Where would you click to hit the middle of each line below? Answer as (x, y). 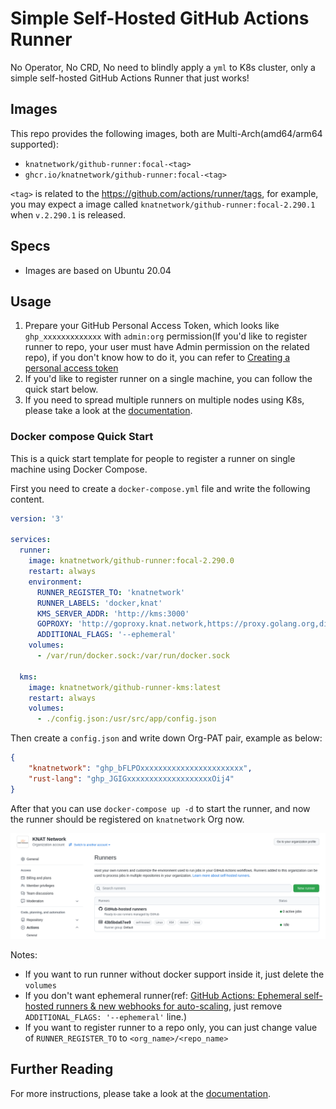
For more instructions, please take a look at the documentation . (140, 1093)
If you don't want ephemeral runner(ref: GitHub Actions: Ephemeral (163, 995)
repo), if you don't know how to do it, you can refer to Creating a (157, 358)
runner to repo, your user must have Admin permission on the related (167, 347)
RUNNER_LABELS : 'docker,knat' (99, 603)
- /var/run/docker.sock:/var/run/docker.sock (133, 656)
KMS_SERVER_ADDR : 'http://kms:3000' (113, 613)
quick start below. (61, 389)
